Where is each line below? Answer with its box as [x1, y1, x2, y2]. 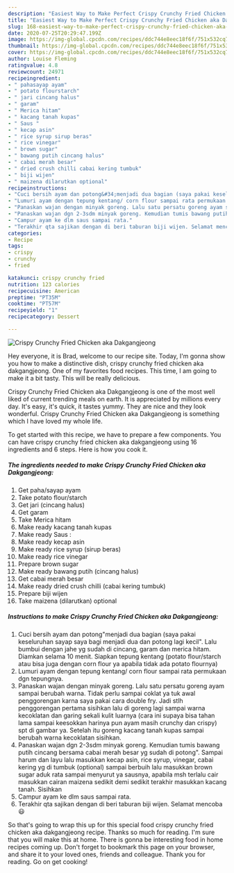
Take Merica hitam [17, 515, 72, 524]
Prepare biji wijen [17, 589, 68, 597]
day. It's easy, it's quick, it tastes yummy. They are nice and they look [8, 402, 206, 410]
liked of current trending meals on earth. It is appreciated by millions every [8, 394, 221, 403]
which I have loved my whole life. [8, 417, 103, 425]
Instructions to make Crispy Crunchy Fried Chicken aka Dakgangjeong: [8, 613, 219, 621]
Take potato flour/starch [17, 493, 87, 501]
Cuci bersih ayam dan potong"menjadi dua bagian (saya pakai [17, 630, 197, 638]
